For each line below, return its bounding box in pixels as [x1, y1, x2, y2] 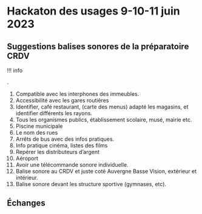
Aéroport [15, 155, 39, 162]
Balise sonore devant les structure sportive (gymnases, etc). [15, 181, 166, 187]
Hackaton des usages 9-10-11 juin [7, 4, 181, 18]
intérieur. [15, 174, 38, 181]
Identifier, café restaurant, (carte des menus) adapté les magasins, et [15, 103, 189, 110]
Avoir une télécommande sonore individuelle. [15, 161, 129, 168]
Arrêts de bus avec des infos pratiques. [15, 135, 115, 142]
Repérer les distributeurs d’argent [15, 149, 99, 155]
